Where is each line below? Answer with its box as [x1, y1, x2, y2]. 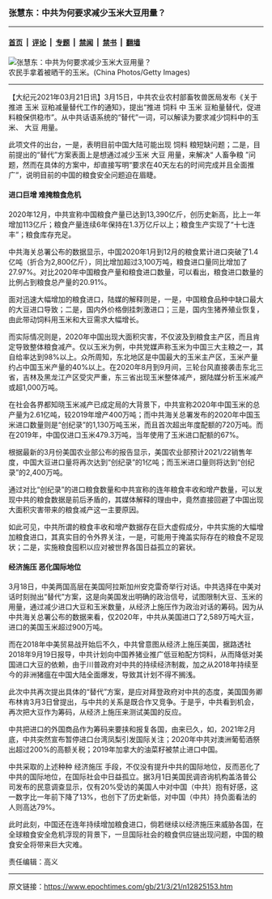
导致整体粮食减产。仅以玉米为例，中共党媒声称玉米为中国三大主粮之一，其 [15, 341, 264, 351]
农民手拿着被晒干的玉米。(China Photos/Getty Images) [8, 67, 190, 77]
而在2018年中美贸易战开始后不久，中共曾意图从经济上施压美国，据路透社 [8, 639, 252, 649]
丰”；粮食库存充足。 [8, 229, 76, 240]
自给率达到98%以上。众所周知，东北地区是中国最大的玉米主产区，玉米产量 [8, 352, 259, 362]
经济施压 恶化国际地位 [8, 562, 82, 572]
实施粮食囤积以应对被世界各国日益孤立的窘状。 [43, 542, 200, 552]
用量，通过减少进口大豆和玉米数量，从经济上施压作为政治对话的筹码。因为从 [8, 601, 264, 612]
